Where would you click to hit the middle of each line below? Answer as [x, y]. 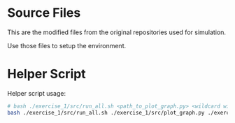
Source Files [44, 13]
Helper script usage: [37, 93]
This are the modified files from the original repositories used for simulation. [116, 32]
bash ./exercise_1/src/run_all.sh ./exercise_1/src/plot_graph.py [106, 113]
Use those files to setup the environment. [67, 45]
